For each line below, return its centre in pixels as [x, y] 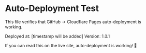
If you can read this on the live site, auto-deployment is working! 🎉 [71, 45]
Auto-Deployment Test [52, 8]
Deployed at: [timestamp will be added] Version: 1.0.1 [58, 36]
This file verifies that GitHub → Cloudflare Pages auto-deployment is [73, 22]
